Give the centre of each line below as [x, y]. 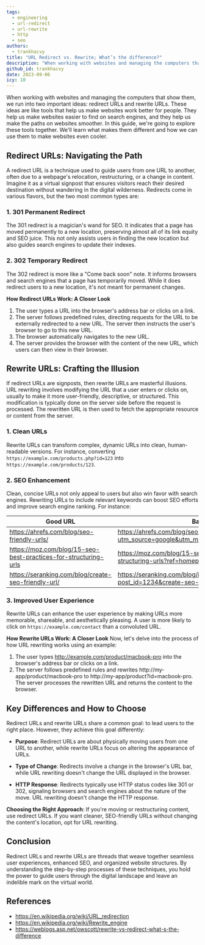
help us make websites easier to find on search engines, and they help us [99, 117]
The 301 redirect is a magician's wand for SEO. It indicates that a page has [100, 225]
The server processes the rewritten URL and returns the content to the [104, 683]
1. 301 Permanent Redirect [46, 212]
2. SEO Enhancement [38, 480]
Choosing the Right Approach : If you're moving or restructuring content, [98, 809]
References [29, 901]
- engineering [30, 18]
